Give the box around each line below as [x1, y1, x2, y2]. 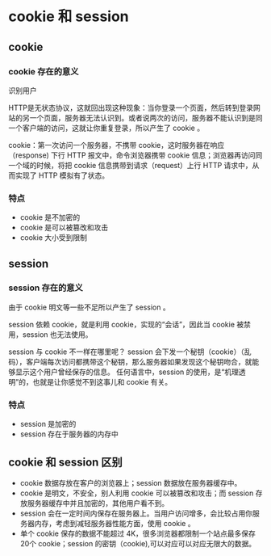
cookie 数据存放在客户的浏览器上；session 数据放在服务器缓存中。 [19, 478, 242, 487]
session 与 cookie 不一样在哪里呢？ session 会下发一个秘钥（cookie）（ [8, 347, 244, 356]
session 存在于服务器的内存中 [19, 429, 119, 439]
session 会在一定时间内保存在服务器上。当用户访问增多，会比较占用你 [19, 508, 253, 518]
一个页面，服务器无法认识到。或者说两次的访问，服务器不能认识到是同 [29, 112, 263, 122]
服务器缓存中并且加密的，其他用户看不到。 [27, 498, 169, 508]
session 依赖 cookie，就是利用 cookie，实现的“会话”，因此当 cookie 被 [8, 319, 244, 329]
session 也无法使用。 [22, 329, 93, 339]
